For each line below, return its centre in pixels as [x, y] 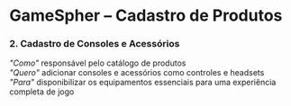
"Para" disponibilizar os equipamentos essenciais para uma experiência [143, 83]
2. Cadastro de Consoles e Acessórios [95, 44]
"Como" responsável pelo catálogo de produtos [98, 63]
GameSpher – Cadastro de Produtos [146, 16]
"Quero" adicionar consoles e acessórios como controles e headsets [137, 73]
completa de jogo [42, 92]
